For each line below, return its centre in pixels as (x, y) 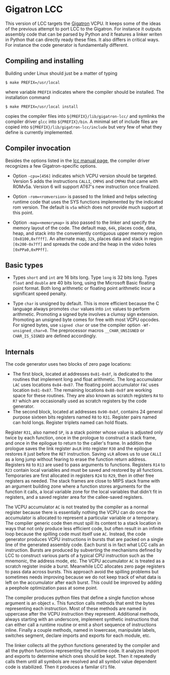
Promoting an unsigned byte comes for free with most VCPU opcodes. (86, 320)
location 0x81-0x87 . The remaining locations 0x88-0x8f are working (82, 390)
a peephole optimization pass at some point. (52, 588)
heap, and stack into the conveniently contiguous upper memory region (88, 233)
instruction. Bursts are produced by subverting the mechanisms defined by (83, 550)
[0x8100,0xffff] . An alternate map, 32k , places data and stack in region (88, 238)
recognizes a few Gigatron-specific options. (51, 166)
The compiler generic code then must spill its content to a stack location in (83, 523)
